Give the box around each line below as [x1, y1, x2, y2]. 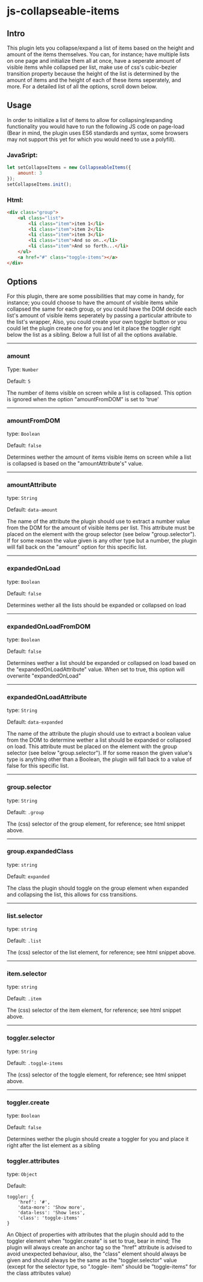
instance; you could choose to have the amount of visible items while [7, 299, 178, 306]
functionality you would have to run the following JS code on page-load [7, 123, 185, 130]
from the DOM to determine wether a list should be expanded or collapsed [7, 736, 192, 744]
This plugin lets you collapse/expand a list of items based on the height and [7, 44, 195, 51]
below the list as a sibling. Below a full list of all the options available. [7, 331, 178, 338]
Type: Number [7, 366, 39, 373]
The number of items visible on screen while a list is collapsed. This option [7, 389, 192, 397]
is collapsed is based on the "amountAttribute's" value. [7, 460, 143, 467]
